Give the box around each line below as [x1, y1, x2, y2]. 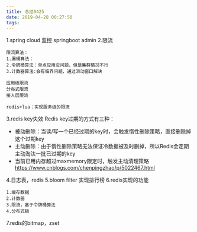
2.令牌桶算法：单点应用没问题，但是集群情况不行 [6, 62, 108, 68]
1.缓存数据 [6, 189, 30, 196]
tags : [6, 20, 20, 26]
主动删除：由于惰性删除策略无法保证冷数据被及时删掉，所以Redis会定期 [14, 143, 189, 150]
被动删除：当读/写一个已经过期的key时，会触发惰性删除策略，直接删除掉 [14, 128, 191, 135]
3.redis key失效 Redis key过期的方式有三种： [6, 115, 115, 122]
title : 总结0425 [6, 8, 44, 15]
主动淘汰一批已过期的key [14, 150, 76, 157]
